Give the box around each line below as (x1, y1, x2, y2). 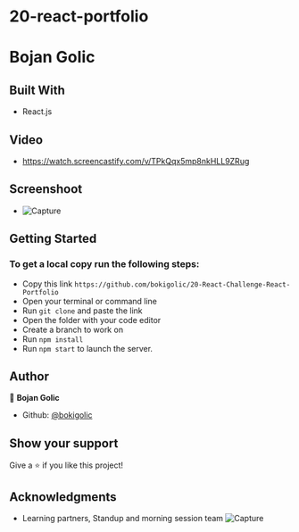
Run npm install (21, 333, 84, 345)
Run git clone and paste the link (21, 305, 143, 316)
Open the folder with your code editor (21, 314, 162, 325)
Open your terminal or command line (21, 295, 158, 306)
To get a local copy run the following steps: (9, 258, 200, 270)
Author (9, 369, 49, 384)
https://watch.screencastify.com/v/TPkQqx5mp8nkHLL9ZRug (21, 156, 250, 166)
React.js (21, 106, 53, 117)
